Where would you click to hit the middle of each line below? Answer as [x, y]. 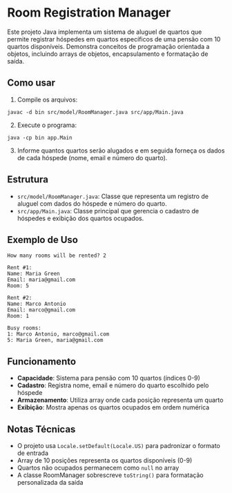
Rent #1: [20, 268]
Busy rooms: [24, 328]
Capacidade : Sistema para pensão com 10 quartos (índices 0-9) [108, 378]
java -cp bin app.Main [40, 137]
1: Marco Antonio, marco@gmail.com [58, 334]
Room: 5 [18, 286]
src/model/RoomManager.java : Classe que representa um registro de [113, 196]
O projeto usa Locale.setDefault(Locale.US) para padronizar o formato [119, 446]
